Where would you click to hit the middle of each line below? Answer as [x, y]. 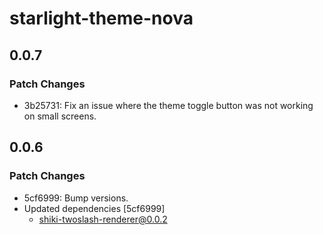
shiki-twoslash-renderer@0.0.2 [103, 219]
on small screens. [60, 116]
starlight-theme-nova [101, 18]
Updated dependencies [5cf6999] [94, 208]
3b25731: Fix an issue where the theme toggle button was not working [168, 105]
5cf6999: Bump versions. [76, 198]
